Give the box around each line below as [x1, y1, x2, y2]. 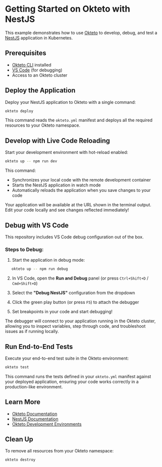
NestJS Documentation [12, 416, 59, 422]
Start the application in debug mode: [12, 257, 85, 263]
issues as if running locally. [5, 329, 59, 334]
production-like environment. [5, 384, 63, 389]
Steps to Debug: [5, 246, 44, 253]
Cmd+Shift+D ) [12, 281, 38, 286]
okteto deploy [5, 108, 34, 114]
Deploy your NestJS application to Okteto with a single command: [5, 99, 136, 105]
